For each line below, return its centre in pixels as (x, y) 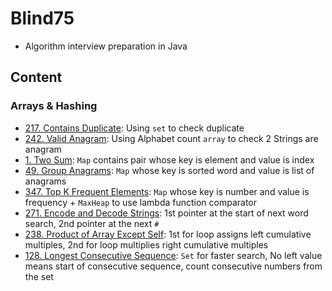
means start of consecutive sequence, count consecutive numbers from (173, 266)
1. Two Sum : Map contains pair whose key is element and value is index (169, 159)
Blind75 (42, 18)
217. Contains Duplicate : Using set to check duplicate (134, 128)
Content (36, 77)
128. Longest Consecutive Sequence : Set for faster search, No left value (173, 255)
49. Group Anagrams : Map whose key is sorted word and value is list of (169, 170)
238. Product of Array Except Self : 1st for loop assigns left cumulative (168, 234)
